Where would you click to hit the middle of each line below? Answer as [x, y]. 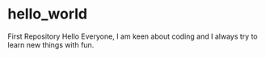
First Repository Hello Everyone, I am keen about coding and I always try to [133, 36]
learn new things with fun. [51, 44]
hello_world [48, 14]
